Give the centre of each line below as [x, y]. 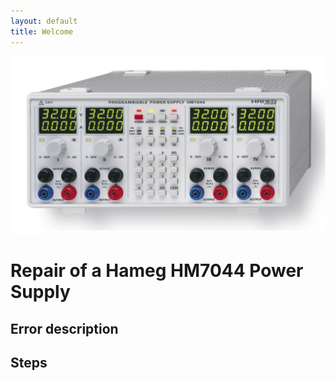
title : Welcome [42, 31]
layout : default [44, 21]
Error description [64, 328]
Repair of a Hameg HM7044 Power [157, 271]
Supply [40, 292]
